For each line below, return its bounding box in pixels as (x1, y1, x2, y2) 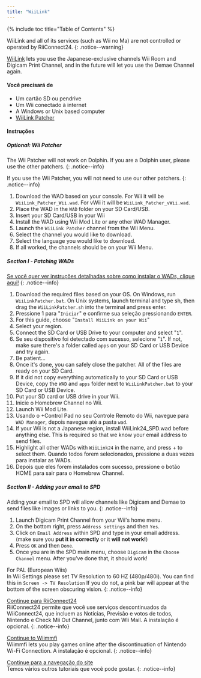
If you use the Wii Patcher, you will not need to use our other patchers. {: (7, 175, 187, 182)
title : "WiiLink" (7, 8, 50, 15)
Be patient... (15, 355, 46, 362)
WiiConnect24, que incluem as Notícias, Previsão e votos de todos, (7, 610, 173, 617)
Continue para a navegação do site (7, 659, 94, 666)
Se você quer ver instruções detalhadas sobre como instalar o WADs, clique (7, 273, 195, 280)
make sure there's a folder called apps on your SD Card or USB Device (15, 342, 189, 349)
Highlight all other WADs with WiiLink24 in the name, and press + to (15, 444, 183, 451)
